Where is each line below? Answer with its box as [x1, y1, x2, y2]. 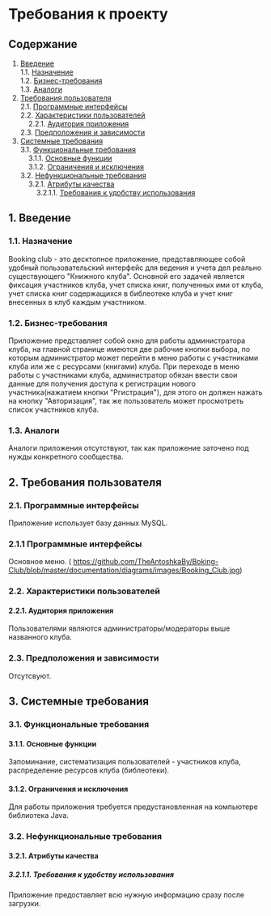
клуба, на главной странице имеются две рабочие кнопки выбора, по [8, 344, 251, 353]
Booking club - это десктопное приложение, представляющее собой [8, 254, 246, 263]
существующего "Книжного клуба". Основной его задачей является [8, 271, 245, 280]
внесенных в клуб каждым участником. [8, 297, 147, 306]
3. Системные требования [8, 695, 150, 708]
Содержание [8, 37, 78, 51]
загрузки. [8, 898, 41, 908]
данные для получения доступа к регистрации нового [8, 379, 197, 388]
